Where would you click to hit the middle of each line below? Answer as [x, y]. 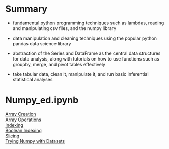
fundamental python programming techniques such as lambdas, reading [88, 23]
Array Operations [23, 120]
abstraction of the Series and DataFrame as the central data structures [87, 53]
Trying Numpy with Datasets [35, 141]
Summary [26, 9]
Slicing [12, 136]
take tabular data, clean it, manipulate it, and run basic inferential [80, 74]
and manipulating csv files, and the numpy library [64, 28]
